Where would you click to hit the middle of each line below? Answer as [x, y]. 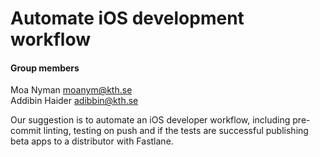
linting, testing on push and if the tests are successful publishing [176, 131]
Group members [45, 68]
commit [26, 131]
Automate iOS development [127, 18]
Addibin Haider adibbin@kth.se [74, 101]
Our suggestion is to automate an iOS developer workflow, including [150, 120]
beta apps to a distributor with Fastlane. [92, 141]
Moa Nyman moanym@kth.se [71, 90]
